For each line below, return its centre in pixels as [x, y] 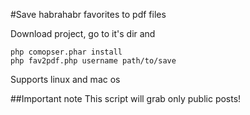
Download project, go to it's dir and [83, 33]
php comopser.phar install [66, 52]
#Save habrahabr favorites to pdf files [88, 14]
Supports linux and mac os [65, 79]
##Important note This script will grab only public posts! [126, 98]
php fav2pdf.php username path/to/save [93, 61]
